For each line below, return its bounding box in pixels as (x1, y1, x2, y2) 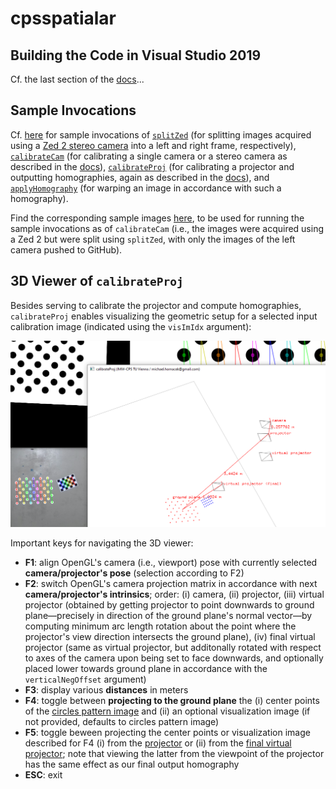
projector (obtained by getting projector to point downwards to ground (24, 599, 315, 611)
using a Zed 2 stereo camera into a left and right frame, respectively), (10, 139, 297, 151)
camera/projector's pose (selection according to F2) (24, 567, 245, 579)
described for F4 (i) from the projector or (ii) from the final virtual (24, 737, 292, 749)
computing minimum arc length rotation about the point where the (24, 620, 297, 632)
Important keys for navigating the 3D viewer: (10, 537, 194, 549)
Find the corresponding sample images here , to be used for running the (10, 212, 305, 224)
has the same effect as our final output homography (24, 758, 240, 771)
